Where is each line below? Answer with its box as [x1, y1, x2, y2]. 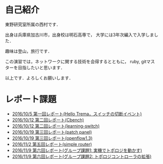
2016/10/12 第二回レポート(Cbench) [12, 117, 84, 123]
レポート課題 [5, 94, 57, 105]
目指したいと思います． [18, 64, 65, 71]
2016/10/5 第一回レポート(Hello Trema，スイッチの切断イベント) [12, 110, 142, 117]
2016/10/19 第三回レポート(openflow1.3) [12, 135, 93, 141]
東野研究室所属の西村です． [5, 21, 61, 27]
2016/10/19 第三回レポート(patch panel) [12, 129, 92, 135]
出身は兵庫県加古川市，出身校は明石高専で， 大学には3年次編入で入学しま [5, 32, 155, 37]
